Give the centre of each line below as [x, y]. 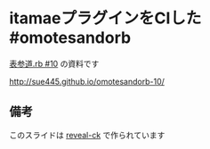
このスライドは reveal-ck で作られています [87, 135]
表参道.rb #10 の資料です [54, 63]
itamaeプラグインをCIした [105, 18]
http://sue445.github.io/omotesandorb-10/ [87, 81]
